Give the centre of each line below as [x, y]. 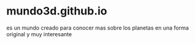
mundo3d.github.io [57, 11]
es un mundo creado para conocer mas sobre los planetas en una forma [97, 28]
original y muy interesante [39, 34]
